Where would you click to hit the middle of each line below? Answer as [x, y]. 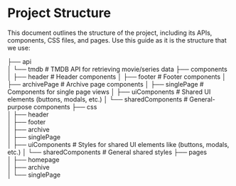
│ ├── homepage [33, 159]
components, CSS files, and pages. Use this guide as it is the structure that [117, 40]
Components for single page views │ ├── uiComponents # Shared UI [109, 92]
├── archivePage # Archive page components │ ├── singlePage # [106, 84]
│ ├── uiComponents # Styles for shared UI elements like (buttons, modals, [118, 144]
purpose [20, 106]
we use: [19, 48]
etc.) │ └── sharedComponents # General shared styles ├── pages [107, 152]
